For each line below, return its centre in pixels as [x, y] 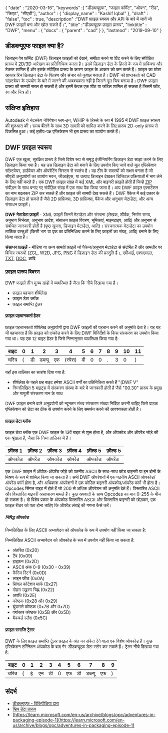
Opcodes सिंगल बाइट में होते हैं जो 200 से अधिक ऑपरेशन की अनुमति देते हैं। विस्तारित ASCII [82, 488]
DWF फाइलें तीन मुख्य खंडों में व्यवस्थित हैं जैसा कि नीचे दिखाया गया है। [62, 283]
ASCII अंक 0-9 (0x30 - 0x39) [41, 567]
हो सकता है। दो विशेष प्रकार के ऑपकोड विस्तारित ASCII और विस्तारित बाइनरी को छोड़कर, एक [80, 500]
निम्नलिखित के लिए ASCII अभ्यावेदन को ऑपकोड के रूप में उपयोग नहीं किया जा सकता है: [76, 530]
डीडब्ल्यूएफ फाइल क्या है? [34, 46]
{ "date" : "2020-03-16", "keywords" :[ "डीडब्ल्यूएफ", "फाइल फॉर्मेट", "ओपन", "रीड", [82, 8]
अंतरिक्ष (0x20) [25, 550]
